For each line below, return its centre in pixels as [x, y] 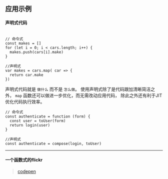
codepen [26, 171]
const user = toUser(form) [38, 121]
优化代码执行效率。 [25, 101]
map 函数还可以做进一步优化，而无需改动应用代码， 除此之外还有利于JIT [88, 95]
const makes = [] [23, 43]
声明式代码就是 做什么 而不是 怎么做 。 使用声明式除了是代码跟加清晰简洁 [78, 89]
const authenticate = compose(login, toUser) [53, 143]
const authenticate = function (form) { [48, 116]
